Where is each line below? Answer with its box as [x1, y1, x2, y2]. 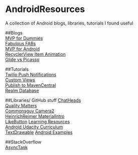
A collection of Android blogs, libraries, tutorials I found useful [5, 20, 133, 26]
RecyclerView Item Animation [5, 51, 66, 57]
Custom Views [5, 77, 35, 83]
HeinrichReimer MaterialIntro [5, 113, 65, 119]
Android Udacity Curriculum [5, 124, 63, 130]
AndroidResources [5, 4, 85, 15]
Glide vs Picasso [5, 56, 40, 62]
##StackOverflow [5, 139, 42, 145]
